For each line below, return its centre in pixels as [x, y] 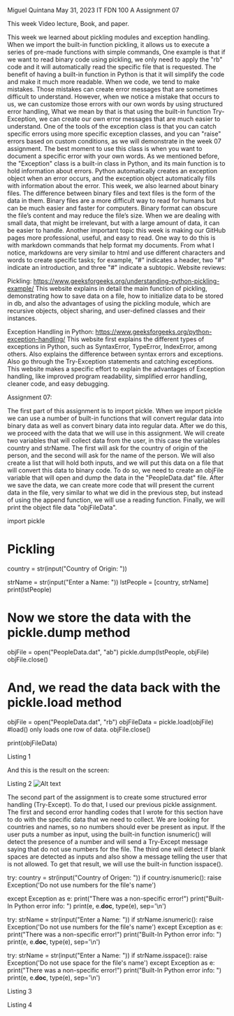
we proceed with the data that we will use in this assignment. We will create [116, 433]
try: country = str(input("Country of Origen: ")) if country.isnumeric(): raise [115, 878]
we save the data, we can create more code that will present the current [111, 485]
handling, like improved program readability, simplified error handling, [107, 376]
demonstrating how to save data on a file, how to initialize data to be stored [115, 296]
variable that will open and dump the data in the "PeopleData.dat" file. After [116, 478]
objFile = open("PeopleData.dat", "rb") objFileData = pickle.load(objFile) [111, 722]
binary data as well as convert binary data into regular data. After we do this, [117, 425]
